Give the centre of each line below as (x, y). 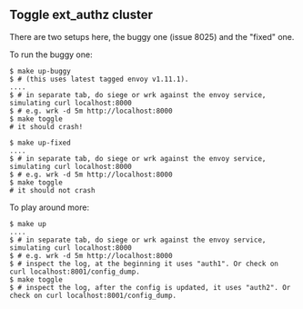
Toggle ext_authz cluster (81, 15)
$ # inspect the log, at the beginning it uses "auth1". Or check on (144, 264)
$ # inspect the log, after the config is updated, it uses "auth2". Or (150, 287)
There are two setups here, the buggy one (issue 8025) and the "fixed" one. (152, 36)
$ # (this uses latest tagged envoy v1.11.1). (99, 79)
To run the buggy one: (51, 55)
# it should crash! (46, 126)
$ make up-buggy (40, 71)
